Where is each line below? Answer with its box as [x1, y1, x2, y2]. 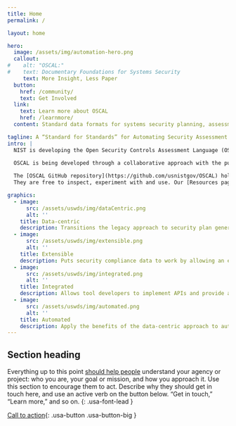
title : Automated [20, 316, 71, 323]
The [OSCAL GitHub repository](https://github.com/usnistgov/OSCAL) [13, 173, 218, 180]
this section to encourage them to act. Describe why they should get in [7, 382, 212, 391]
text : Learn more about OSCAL [20, 108, 109, 115]
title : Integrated [20, 283, 74, 291]
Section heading [7, 349, 81, 361]
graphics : [7, 192, 37, 199]
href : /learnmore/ [20, 114, 74, 122]
